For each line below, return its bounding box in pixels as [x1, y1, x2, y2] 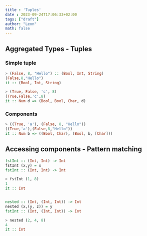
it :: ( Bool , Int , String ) [5, 80, 61, 85]
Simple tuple [5, 60, 36, 67]
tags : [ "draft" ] [5, 17, 39, 22]
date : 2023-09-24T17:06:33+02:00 [5, 12, 77, 17]
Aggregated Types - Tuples [5, 45, 92, 53]
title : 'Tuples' [5, 7, 41, 13]
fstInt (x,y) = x [5, 163, 41, 168]
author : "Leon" [5, 21, 37, 27]
